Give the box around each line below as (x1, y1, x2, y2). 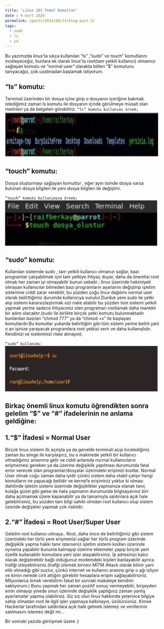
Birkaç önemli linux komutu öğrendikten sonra (5, 401, 149, 410)
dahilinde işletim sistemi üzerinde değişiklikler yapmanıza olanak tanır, (5, 483, 146, 489)
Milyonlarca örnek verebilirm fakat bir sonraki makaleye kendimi (5, 578, 134, 583)
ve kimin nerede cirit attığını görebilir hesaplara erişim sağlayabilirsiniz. (5, 573, 148, 579)
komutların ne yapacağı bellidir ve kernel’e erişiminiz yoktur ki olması (5, 478, 143, 484)
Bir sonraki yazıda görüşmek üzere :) (5, 618, 79, 624)
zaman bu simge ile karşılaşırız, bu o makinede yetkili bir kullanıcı (5, 452, 136, 458)
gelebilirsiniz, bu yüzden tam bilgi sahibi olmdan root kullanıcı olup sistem (5, 498, 153, 504)
